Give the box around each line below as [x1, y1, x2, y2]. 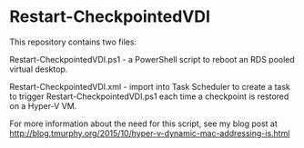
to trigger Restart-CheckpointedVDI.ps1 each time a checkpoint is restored [9, 91, 289, 102]
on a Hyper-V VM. [9, 100, 77, 111]
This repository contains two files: [9, 36, 137, 47]
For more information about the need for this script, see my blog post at [9, 118, 278, 129]
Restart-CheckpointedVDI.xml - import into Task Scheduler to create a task [9, 81, 291, 92]
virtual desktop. [9, 64, 68, 74]
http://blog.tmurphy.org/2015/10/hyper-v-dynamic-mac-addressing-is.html [9, 127, 290, 138]
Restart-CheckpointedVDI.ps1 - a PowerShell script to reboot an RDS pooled [9, 54, 296, 64]
